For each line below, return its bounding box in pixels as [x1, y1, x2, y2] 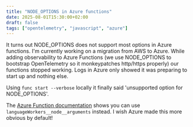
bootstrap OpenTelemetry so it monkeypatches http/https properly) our [6, 60, 179, 67]
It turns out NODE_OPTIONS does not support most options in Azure [6, 41, 172, 48]
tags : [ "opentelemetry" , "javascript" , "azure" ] [6, 25, 128, 31]
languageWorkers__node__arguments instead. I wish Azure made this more [6, 108, 182, 115]
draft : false [6, 19, 38, 25]
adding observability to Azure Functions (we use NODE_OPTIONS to [6, 54, 172, 61]
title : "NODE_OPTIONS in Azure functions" [6, 8, 112, 15]
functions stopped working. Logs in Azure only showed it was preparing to [6, 66, 188, 74]
